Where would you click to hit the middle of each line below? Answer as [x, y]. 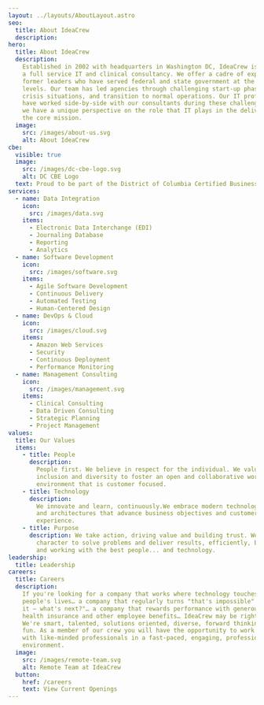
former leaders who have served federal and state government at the [139, 81]
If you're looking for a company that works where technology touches [140, 594]
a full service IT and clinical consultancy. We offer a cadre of [133, 74]
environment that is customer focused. [102, 484]
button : [28, 674]
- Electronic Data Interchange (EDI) [91, 228]
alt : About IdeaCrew [56, 140]
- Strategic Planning [64, 418]
